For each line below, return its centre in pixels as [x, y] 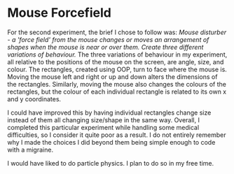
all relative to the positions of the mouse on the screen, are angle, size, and [116, 61]
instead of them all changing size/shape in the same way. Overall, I [103, 119]
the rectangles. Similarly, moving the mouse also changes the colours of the [117, 84]
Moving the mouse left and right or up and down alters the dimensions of [112, 77]
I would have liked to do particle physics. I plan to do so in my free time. [111, 163]
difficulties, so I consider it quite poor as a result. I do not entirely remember [117, 135]
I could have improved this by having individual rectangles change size [109, 113]
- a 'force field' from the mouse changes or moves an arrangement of [108, 39]
